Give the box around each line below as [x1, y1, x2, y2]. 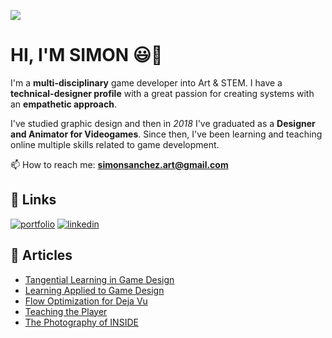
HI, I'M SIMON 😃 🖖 [10, 44, 163, 67]
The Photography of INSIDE [24, 316, 139, 328]
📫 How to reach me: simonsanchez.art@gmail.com [10, 158, 229, 170]
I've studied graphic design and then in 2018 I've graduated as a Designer [10, 117, 316, 129]
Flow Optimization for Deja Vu [24, 295, 148, 307]
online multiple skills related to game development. [10, 138, 220, 150]
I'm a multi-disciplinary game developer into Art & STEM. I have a [10, 76, 283, 89]
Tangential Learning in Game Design [24, 273, 175, 285]
